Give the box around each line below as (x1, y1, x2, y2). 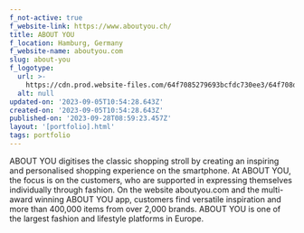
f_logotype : (9, 64, 54, 73)
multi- (261, 184, 284, 195)
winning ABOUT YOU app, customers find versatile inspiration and (34, 193, 282, 204)
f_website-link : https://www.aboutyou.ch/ (9, 22, 172, 31)
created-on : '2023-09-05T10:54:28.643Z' (9, 106, 165, 115)
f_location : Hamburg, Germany (9, 38, 124, 48)
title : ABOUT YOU (9, 30, 75, 39)
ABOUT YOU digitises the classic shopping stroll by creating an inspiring (9, 155, 280, 166)
